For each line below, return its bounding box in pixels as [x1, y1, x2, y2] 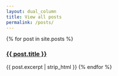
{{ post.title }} [6, 50, 47, 58]
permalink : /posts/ [6, 19, 54, 25]
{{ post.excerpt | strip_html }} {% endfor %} [6, 63, 112, 70]
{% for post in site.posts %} [6, 36, 74, 43]
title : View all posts [6, 14, 62, 20]
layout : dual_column [6, 8, 57, 15]
